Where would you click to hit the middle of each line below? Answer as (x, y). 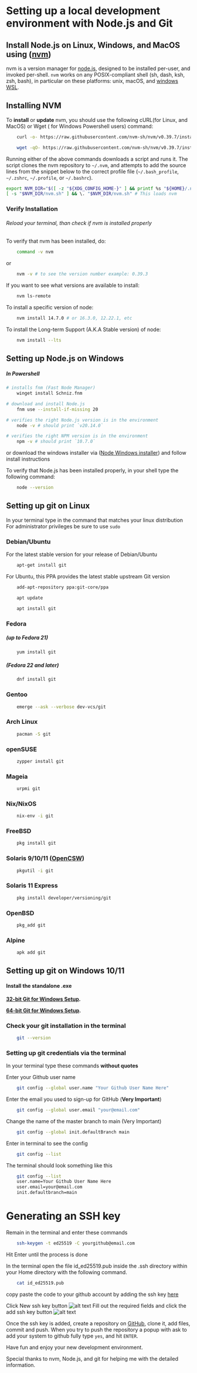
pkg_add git (31, 925)
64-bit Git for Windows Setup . (43, 1010)
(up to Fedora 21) (27, 638)
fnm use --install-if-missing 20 (57, 409)
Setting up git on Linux (48, 506)
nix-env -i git (35, 816)
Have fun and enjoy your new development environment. (75, 1347)
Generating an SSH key (63, 1216)
